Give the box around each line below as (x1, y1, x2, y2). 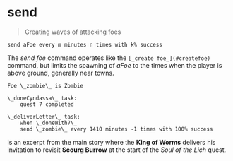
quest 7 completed (20, 100, 74, 108)
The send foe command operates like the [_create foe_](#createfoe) (7, 54, 210, 62)
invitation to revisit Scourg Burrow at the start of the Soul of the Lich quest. (7, 145, 227, 154)
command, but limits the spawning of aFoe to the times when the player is (7, 61, 222, 69)
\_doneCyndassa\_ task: (7, 95, 78, 102)
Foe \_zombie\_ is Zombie (7, 82, 83, 89)
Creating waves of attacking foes (24, 28, 121, 36)
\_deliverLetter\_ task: (7, 113, 80, 120)
